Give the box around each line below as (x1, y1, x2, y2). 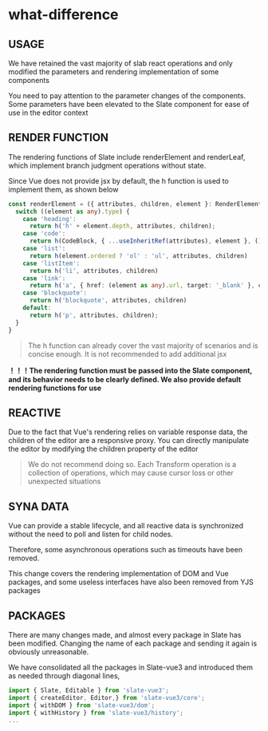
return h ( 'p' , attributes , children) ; (29, 311, 159, 319)
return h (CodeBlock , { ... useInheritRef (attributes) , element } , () (29, 237, 262, 245)
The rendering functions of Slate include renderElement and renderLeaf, (8, 152, 246, 161)
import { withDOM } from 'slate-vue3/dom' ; (8, 701, 156, 709)
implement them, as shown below (8, 184, 119, 194)
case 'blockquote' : (22, 289, 88, 297)
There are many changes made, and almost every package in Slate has (8, 630, 242, 639)
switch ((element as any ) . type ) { (15, 207, 130, 215)
